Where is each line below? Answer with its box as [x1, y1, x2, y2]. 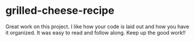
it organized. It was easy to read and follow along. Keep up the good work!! [5, 29, 186, 36]
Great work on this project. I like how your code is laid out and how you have [5, 23, 189, 30]
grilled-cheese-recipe [5, 4, 114, 17]
